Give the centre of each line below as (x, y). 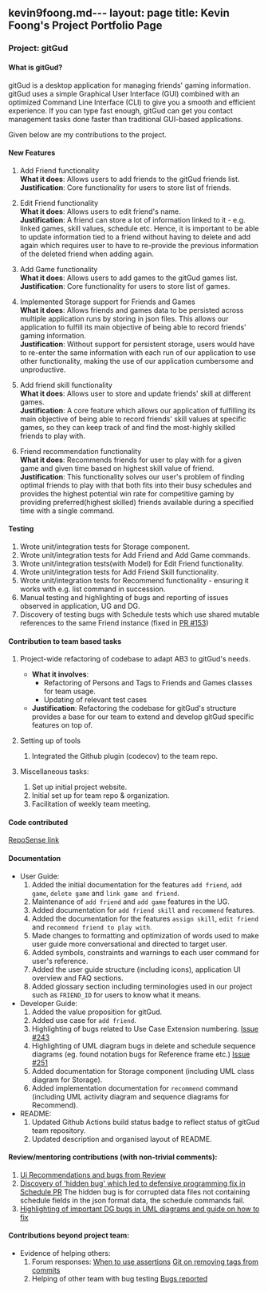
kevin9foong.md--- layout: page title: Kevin (119, 13)
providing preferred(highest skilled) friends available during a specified (136, 502)
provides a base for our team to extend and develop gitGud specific (143, 717)
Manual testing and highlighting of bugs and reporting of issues (124, 597)
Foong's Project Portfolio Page (85, 26)
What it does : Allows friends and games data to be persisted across (132, 310)
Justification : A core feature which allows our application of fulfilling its (138, 410)
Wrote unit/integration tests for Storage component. (104, 547)
